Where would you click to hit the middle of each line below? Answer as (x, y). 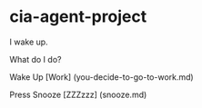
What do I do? (35, 59)
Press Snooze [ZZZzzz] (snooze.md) (78, 94)
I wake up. (29, 42)
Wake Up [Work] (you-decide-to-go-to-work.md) (101, 77)
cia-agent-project (78, 17)
